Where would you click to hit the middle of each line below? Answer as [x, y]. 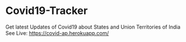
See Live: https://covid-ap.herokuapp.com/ [57, 33]
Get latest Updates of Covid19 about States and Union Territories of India [93, 27]
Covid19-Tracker [47, 11]
